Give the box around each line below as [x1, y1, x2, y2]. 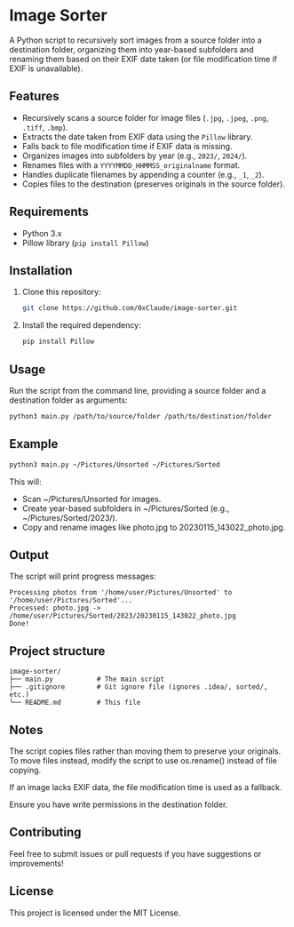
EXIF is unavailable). [9, 63, 83, 74]
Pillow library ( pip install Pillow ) [21, 237, 149, 248]
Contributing [9, 825, 82, 840]
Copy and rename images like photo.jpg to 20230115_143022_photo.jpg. [21, 522, 286, 532]
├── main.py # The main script [9, 675, 165, 684]
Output [9, 547, 49, 563]
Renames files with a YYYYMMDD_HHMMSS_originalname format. [21, 159, 241, 170]
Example [9, 436, 59, 452]
